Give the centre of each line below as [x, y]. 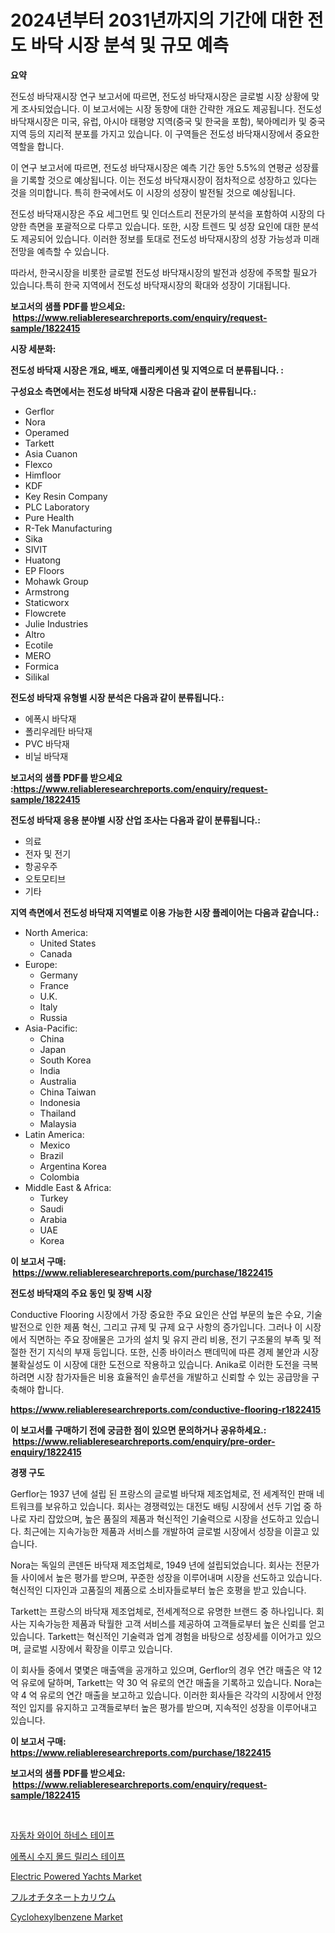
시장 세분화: [33, 348]
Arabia [53, 1219]
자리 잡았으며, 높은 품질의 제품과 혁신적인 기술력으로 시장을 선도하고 [160, 1518]
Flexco [38, 464]
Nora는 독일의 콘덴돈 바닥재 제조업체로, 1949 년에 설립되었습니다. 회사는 [151, 1565]
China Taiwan [68, 1092]
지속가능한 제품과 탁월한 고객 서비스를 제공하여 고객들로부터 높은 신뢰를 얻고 [177, 1623]
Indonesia [60, 1102]
